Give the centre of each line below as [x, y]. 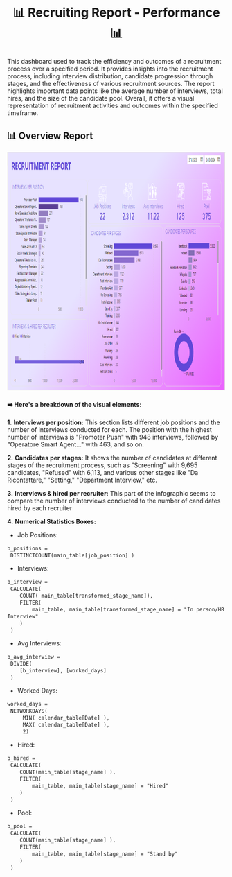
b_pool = [20, 826]
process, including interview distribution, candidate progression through [110, 76]
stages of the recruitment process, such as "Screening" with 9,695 [102, 465]
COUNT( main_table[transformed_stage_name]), [87, 596]
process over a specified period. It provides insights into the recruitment [110, 69]
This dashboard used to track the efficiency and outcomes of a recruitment [114, 62]
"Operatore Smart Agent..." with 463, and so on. [75, 444]
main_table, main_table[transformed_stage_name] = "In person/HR [128, 610]
